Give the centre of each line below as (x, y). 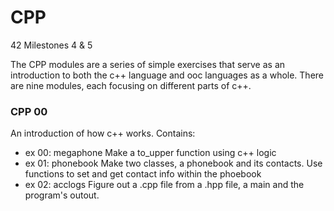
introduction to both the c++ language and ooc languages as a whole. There (167, 75)
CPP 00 (29, 111)
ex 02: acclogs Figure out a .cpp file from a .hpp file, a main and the (164, 185)
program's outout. (62, 195)
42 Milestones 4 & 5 (51, 45)
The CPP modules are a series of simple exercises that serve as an (148, 64)
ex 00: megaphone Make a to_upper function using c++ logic (150, 153)
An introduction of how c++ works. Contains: (103, 133)
